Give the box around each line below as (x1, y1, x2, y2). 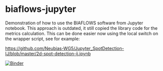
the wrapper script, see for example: (5, 36, 80, 42)
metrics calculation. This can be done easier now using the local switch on (5, 30, 159, 36)
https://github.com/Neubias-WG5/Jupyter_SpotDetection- (5, 45, 124, 51)
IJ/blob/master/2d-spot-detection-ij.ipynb (5, 51, 91, 57)
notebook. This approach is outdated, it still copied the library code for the (5, 25, 158, 31)
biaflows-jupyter (5, 3, 76, 15)
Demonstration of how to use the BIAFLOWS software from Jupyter (5, 20, 144, 26)
